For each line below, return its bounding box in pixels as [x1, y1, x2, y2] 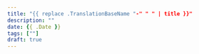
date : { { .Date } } [7, 23, 61, 30]
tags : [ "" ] [7, 29, 39, 37]
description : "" [7, 17, 55, 24]
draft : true [7, 36, 42, 43]
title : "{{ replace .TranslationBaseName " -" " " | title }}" [7, 10, 193, 18]
